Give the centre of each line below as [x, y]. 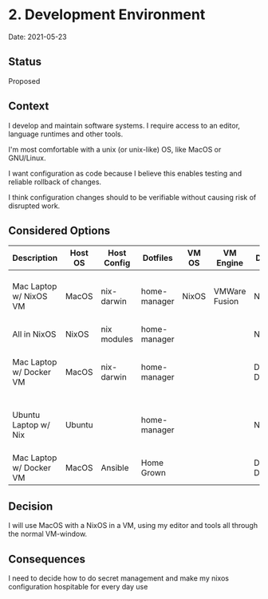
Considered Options [59, 230]
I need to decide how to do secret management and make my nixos [119, 578]
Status [25, 62]
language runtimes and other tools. [66, 134]
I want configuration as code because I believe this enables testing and [125, 173]
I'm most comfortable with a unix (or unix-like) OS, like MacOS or [115, 149]
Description [35, 258]
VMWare [230, 291]
